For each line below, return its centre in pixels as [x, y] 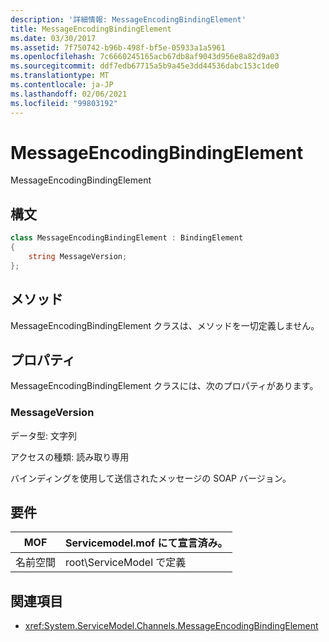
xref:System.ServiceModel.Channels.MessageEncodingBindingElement [171, 626]
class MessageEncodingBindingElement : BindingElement [127, 238]
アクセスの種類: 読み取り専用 [70, 457]
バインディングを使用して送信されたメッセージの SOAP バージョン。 [151, 478]
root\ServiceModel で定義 [126, 563]
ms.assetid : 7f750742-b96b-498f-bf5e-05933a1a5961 [118, 47]
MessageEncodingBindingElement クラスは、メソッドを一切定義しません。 [165, 325]
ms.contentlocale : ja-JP [62, 85]
